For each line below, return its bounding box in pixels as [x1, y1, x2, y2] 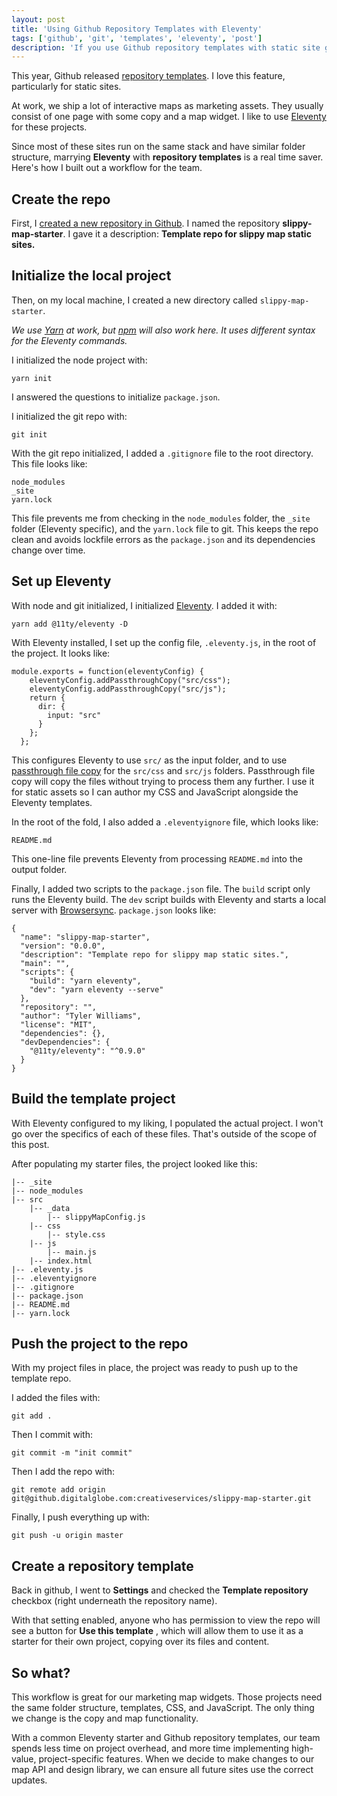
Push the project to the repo [11, 1335, 189, 1352]
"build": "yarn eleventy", [29, 976, 142, 986]
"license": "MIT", [20, 1019, 98, 1030]
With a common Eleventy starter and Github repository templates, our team [11, 1731, 321, 1743]
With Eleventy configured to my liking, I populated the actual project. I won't [11, 1117, 324, 1129]
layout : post [11, 14, 66, 25]
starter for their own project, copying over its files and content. [11, 1636, 270, 1648]
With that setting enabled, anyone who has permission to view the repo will [11, 1614, 321, 1626]
